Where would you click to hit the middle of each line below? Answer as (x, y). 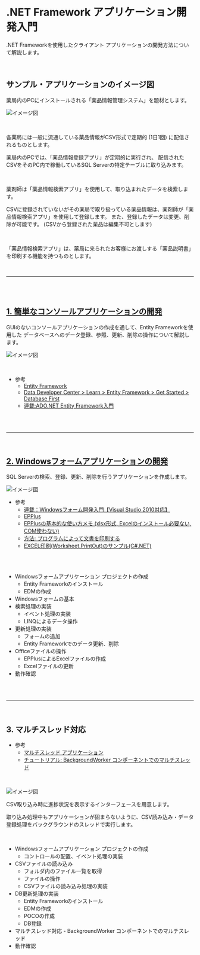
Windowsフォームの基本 (44, 599)
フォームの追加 (42, 636)
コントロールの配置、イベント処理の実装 (73, 856)
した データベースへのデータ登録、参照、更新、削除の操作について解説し (100, 335)
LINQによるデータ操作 (51, 622)
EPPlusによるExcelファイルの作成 (65, 659)
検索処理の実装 (33, 607)
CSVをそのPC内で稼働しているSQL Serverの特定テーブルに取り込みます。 (96, 164)
